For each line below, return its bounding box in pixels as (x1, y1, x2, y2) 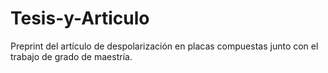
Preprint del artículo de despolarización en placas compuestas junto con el (10, 40, 319, 52)
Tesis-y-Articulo (10, 7, 150, 30)
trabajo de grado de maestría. (10, 50, 133, 62)
